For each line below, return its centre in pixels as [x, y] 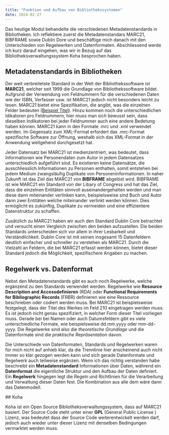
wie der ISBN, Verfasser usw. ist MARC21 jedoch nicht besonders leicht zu [82, 100]
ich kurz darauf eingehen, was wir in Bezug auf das [58, 50]
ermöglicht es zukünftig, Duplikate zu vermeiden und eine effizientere [77, 206]
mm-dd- [147, 324]
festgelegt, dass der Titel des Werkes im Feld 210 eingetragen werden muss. [84, 308]
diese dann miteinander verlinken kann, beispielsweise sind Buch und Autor [83, 195]
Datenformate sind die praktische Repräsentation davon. [64, 335]
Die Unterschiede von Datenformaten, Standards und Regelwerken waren [81, 345]
